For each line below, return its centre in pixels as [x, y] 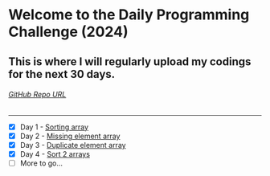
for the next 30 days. [62, 74]
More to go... [41, 163]
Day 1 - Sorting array [54, 127]
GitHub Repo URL [37, 95]
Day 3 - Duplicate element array [73, 145]
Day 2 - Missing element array [70, 136]
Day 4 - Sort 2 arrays [55, 153]
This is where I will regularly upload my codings [130, 61]
